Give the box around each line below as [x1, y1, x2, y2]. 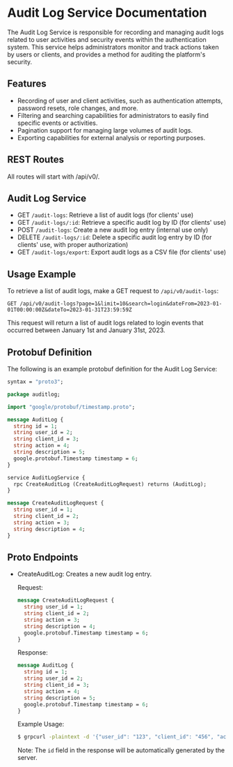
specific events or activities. [17, 119, 98, 127]
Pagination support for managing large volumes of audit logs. [17, 126, 193, 134]
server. [17, 754, 38, 762]
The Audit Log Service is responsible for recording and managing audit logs [7, 28, 224, 36]
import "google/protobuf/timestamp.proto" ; [7, 403, 136, 410]
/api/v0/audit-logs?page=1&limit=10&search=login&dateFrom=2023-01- [19, 300, 223, 308]
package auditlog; [7, 391, 61, 398]
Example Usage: [17, 720, 65, 729]
